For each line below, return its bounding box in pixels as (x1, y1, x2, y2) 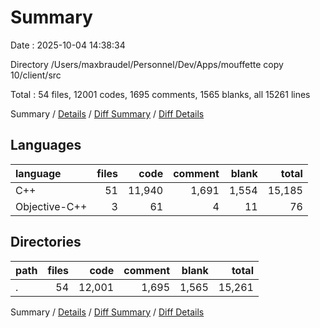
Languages (10, 137, 82, 154)
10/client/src (10, 69, 62, 81)
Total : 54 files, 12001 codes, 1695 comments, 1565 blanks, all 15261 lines (10, 88, 311, 100)
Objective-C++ (15, 199, 88, 213)
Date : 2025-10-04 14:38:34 (10, 39, 126, 51)
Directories (10, 234, 82, 251)
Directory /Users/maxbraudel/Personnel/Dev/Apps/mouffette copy (10, 58, 284, 70)
